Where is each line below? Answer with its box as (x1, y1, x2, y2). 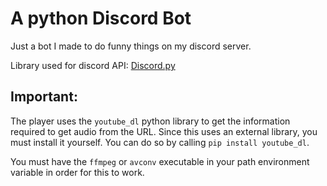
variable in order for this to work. (10, 166, 145, 178)
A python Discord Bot (10, 7, 192, 30)
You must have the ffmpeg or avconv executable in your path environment (10, 155, 310, 167)
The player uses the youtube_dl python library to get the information (10, 115, 291, 127)
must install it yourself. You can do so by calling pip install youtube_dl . (10, 136, 310, 148)
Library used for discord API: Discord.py (10, 59, 176, 71)
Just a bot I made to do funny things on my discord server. (10, 40, 252, 52)
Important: (10, 88, 78, 106)
